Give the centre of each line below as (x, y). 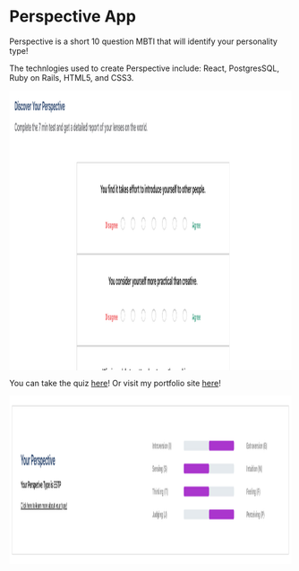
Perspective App (73, 17)
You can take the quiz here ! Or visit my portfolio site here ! (115, 383)
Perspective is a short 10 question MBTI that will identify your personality (143, 41)
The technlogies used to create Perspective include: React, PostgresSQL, (145, 68)
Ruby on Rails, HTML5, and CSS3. (72, 77)
